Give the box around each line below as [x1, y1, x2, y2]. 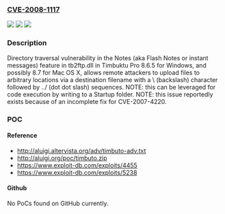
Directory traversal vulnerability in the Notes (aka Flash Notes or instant [7, 53, 209, 62]
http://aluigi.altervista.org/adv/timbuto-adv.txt [16, 146, 146, 155]
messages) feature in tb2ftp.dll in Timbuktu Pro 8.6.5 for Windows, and [7, 61, 207, 69]
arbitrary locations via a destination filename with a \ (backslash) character [7, 75, 218, 83]
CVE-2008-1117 [7, 5, 60, 14]
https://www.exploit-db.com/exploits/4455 [16, 161, 138, 169]
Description [7, 38, 47, 48]
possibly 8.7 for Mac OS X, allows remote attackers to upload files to [7, 68, 200, 77]
